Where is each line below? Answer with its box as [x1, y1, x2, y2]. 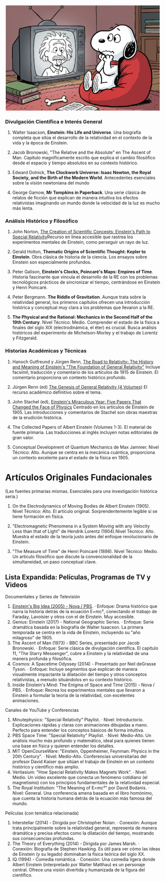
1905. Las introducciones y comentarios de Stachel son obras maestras [12, 409, 158, 415]
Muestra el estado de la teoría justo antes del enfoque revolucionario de [12, 533, 159, 539]
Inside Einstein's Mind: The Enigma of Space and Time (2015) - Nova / [12, 682, 155, 688]
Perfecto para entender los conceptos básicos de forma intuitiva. [12, 727, 144, 733]
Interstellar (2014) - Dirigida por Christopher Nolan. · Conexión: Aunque [12, 820, 157, 826]
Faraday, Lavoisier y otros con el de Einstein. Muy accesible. [12, 614, 135, 620]
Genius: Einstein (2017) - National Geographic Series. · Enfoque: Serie [12, 619, 154, 625]
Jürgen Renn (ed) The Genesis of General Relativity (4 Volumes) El [12, 384, 148, 390]
